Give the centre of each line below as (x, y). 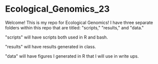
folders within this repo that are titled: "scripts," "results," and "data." (74, 27)
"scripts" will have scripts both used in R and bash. (56, 37)
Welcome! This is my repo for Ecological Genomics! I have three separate (79, 22)
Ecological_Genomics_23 (57, 9)
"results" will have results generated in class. (51, 46)
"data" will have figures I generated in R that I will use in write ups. (72, 56)
